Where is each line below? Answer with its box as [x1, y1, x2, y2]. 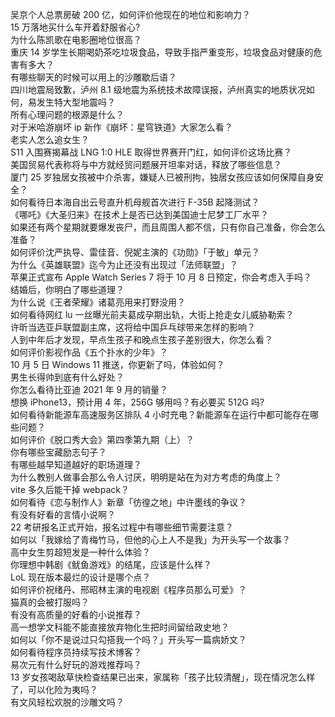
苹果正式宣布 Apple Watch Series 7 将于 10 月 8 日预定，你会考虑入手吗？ [10, 271, 313, 283]
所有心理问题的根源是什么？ [10, 109, 125, 120]
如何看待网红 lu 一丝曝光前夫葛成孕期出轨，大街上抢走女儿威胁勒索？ [10, 309, 295, 320]
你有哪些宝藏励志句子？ [10, 446, 107, 458]
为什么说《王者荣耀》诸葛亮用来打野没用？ [10, 296, 186, 308]
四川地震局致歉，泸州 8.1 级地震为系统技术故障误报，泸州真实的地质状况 [10, 84, 307, 95]
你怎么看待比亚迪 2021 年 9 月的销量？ [10, 384, 169, 395]
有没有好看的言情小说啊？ [10, 509, 116, 520]
